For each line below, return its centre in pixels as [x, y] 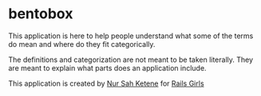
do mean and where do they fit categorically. [82, 44]
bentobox [41, 14]
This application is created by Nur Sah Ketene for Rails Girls [107, 83]
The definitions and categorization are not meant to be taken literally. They [131, 60]
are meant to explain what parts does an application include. [107, 67]
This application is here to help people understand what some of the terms [131, 36]
